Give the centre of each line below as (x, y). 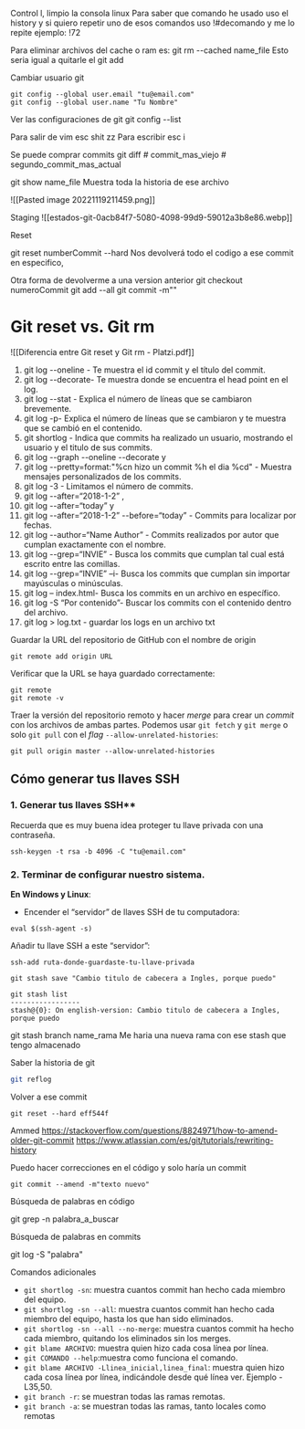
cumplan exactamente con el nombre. (95, 544)
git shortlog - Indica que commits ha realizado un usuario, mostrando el (158, 437)
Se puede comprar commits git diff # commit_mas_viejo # (118, 155)
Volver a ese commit (49, 1097)
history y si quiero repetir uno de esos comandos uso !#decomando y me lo (152, 23)
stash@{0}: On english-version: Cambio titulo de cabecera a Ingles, (146, 1010)
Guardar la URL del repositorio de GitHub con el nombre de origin (133, 639)
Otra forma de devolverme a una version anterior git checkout (126, 280)
